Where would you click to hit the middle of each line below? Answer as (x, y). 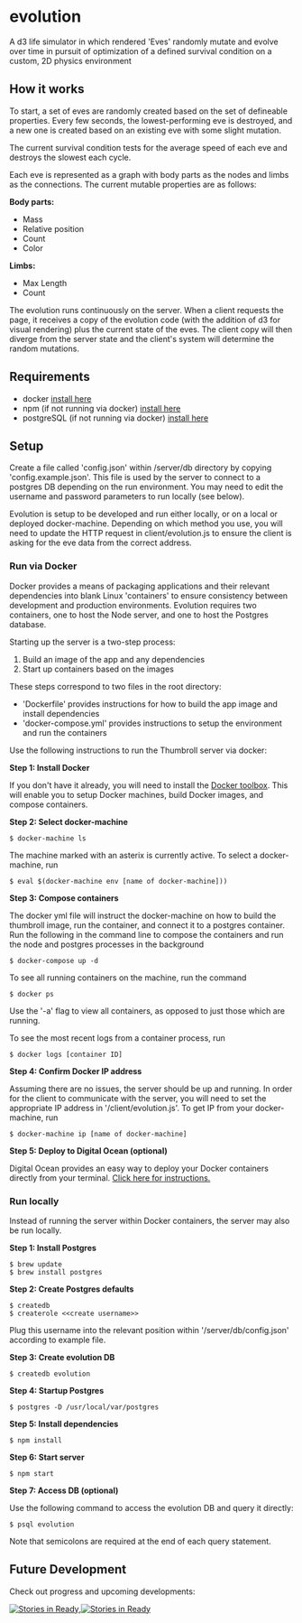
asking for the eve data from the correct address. (101, 543)
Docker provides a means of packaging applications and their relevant (140, 586)
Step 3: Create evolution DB (62, 1357)
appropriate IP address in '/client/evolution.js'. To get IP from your (132, 1108)
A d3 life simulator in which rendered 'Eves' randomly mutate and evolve (144, 42)
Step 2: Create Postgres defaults (72, 1289)
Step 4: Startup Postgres (57, 1390)
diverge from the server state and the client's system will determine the (142, 339)
